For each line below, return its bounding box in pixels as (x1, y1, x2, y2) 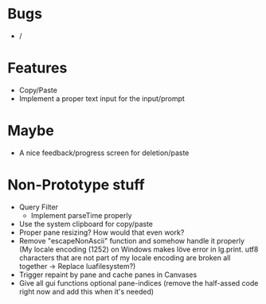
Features (7, 59, 68, 77)
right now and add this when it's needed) (18, 286, 155, 296)
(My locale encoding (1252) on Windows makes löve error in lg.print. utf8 (18, 244, 259, 254)
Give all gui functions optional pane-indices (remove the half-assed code (18, 278, 259, 287)
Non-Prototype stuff (7, 176, 145, 193)
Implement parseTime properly (30, 210, 132, 220)
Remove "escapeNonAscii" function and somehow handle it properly (18, 236, 244, 245)
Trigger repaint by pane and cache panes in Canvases (18, 270, 198, 279)
